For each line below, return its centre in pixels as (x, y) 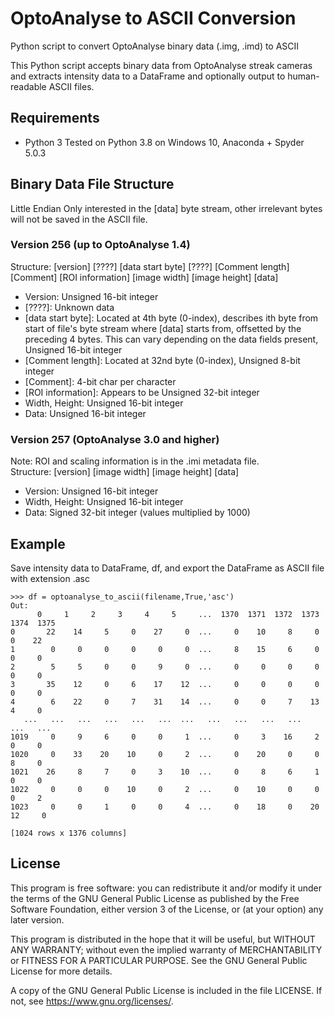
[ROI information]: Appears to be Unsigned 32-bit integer (142, 392)
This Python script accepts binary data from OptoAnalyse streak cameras (161, 65)
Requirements (55, 118)
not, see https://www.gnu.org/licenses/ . (92, 1001)
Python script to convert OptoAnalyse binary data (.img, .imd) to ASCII (155, 46)
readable (28, 86)
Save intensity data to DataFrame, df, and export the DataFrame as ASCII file (167, 568)
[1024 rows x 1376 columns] (69, 833)
